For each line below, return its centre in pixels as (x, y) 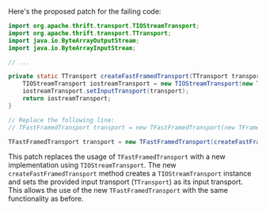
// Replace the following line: (61, 120)
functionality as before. (46, 199)
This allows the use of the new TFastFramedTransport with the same (118, 190)
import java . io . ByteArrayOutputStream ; (74, 40)
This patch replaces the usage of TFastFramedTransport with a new (117, 156)
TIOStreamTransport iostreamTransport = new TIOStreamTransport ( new (138, 84)
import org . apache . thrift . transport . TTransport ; (90, 33)
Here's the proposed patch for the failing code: (85, 11)
